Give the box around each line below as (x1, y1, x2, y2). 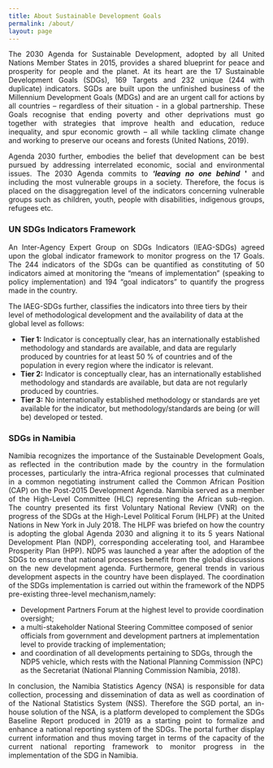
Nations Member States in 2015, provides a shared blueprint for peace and (8, 58, 265, 68)
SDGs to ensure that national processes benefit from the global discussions (8, 554, 265, 564)
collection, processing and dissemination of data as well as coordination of (8, 689, 265, 700)
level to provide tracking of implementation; (19, 639, 167, 649)
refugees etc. (8, 203, 54, 213)
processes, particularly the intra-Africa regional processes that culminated (8, 468, 265, 478)
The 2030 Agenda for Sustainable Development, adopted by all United (8, 50, 265, 59)
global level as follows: (8, 318, 84, 328)
